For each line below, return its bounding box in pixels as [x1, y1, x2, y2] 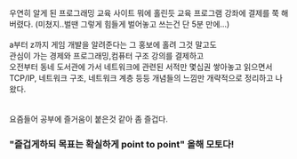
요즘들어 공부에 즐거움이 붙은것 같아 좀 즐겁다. [9, 114, 169, 124]
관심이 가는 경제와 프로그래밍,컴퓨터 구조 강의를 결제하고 [9, 51, 205, 60]
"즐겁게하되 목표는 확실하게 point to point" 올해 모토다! [9, 138, 235, 150]
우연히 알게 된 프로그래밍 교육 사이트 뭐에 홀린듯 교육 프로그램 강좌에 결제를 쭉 [9, 8, 280, 18]
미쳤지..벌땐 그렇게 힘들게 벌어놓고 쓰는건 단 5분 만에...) [37, 19, 230, 29]
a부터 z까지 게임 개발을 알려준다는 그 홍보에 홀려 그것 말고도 [9, 39, 218, 50]
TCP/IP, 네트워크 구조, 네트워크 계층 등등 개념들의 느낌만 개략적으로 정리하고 [9, 73, 274, 83]
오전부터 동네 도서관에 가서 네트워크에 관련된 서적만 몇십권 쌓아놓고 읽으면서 [9, 61, 273, 72]
